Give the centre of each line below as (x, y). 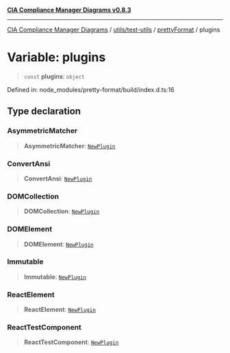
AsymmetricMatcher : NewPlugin (69, 146)
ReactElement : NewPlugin (60, 310)
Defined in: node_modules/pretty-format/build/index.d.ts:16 (91, 89)
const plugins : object (54, 76)
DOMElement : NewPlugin (59, 244)
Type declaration (44, 112)
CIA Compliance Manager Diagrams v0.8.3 (69, 10)
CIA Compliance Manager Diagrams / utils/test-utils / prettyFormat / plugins (114, 30)
